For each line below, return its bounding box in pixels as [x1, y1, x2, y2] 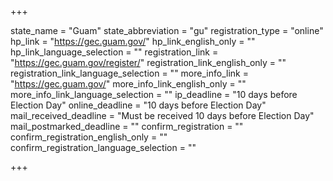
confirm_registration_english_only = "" [10, 131, 168, 143]
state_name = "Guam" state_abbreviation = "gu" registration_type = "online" [10, 25, 324, 36]
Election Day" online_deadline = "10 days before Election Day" [10, 99, 267, 111]
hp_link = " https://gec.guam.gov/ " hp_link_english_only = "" [10, 36, 256, 47]
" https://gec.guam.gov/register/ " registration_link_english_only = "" [10, 57, 287, 68]
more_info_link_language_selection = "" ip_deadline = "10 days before [10, 89, 298, 100]
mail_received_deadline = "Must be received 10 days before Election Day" [10, 110, 315, 121]
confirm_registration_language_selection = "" [10, 142, 197, 153]
